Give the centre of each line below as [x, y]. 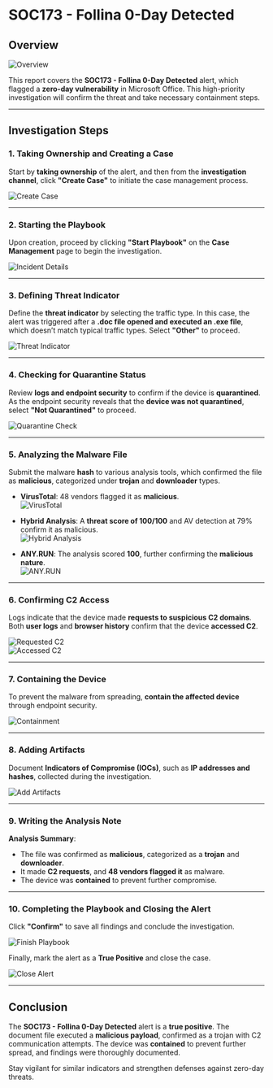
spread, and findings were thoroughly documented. [95, 1053]
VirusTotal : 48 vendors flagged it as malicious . [100, 496]
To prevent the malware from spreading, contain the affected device [124, 697]
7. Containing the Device [58, 679]
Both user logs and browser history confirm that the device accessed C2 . [133, 626]
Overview [34, 45]
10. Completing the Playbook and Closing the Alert [110, 908]
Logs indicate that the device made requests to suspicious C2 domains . [130, 618]
